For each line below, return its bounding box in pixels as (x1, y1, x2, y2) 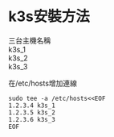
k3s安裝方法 (8, 7, 90, 26)
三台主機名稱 (8, 35, 51, 45)
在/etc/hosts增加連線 (8, 78, 78, 88)
